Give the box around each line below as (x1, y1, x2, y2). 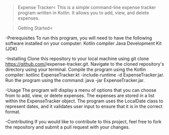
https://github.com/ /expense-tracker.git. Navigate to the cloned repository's (5, 61, 164, 67)
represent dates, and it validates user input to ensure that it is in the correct (5, 103, 163, 109)
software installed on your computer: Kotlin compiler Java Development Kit (5, 40, 162, 46)
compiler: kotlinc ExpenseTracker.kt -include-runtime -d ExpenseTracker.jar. (5, 72, 164, 78)
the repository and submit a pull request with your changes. (5, 124, 130, 130)
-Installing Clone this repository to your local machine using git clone (5, 56, 149, 62)
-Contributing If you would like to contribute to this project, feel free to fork (5, 119, 162, 124)
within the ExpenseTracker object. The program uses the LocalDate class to (5, 98, 163, 104)
